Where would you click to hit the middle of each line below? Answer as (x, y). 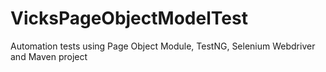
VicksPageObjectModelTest (129, 18)
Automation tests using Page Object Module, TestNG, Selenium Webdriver (163, 46)
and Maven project (49, 56)
